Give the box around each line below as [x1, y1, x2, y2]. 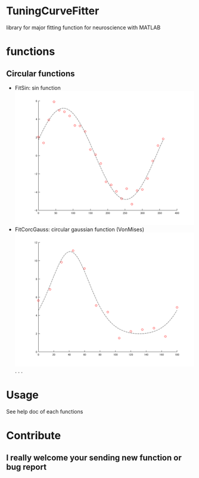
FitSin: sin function [14, 84, 61, 91]
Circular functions [6, 69, 76, 79]
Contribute [6, 429, 61, 442]
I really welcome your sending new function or [6, 452, 182, 463]
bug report [6, 462, 46, 472]
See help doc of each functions [6, 408, 83, 415]
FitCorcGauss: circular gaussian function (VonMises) [14, 226, 145, 233]
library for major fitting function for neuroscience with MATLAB [6, 24, 161, 31]
